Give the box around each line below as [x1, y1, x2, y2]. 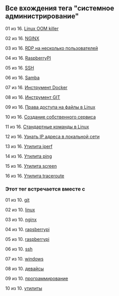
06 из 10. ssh [5, 246, 33, 252]
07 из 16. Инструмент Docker [5, 84, 68, 90]
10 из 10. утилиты [5, 285, 43, 291]
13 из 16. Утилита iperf [5, 143, 53, 149]
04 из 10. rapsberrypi [5, 227, 50, 233]
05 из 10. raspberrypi [5, 236, 50, 242]
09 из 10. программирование [5, 276, 68, 282]
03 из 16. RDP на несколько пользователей [5, 45, 98, 51]
